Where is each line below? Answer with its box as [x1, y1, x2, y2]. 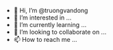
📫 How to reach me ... [13, 36, 77, 43]
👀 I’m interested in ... [13, 14, 72, 22]
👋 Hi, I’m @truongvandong [13, 7, 88, 14]
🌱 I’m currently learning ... [13, 21, 87, 28]
